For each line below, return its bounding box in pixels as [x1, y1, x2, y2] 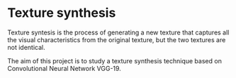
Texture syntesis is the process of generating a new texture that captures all [7, 28, 230, 37]
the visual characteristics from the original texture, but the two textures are [7, 35, 226, 44]
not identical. [7, 43, 45, 51]
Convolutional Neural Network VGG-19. [7, 64, 122, 72]
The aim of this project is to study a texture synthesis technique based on [7, 56, 222, 65]
